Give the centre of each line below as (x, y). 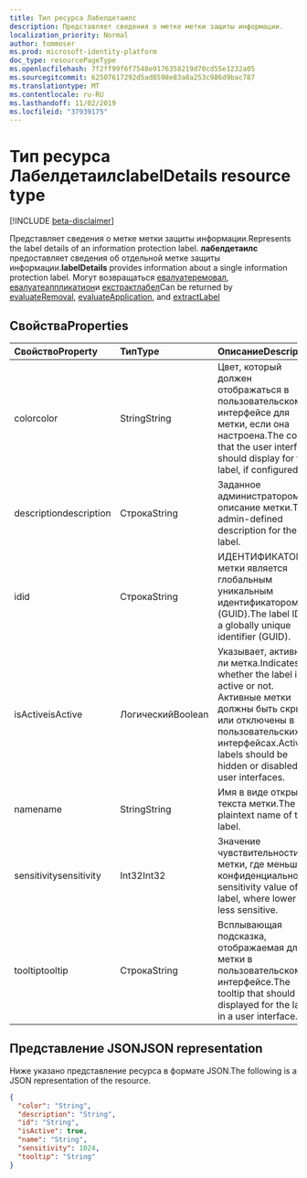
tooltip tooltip (41, 970)
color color (36, 418)
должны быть (248, 708)
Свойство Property (56, 351)
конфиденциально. (259, 876)
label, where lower (257, 899)
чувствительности (259, 853)
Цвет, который (250, 367)
